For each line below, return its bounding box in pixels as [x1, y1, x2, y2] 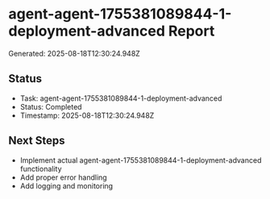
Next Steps [8, 134, 65, 147]
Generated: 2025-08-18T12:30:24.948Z [8, 48, 141, 58]
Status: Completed [19, 102, 82, 111]
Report [168, 22, 215, 40]
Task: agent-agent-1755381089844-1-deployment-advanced [19, 93, 222, 103]
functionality [19, 164, 62, 173]
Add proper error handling [19, 172, 107, 182]
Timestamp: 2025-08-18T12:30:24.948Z [19, 110, 155, 120]
